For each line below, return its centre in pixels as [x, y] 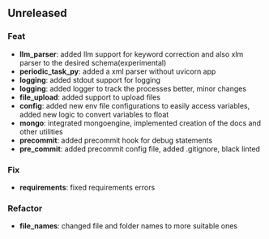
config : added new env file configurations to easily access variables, [134, 105]
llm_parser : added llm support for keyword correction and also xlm [131, 54]
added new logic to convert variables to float [94, 114]
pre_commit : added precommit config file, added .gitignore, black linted [140, 148]
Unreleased [38, 13]
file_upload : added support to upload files [90, 97]
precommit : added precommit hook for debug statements [116, 140]
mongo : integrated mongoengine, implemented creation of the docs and [140, 123]
